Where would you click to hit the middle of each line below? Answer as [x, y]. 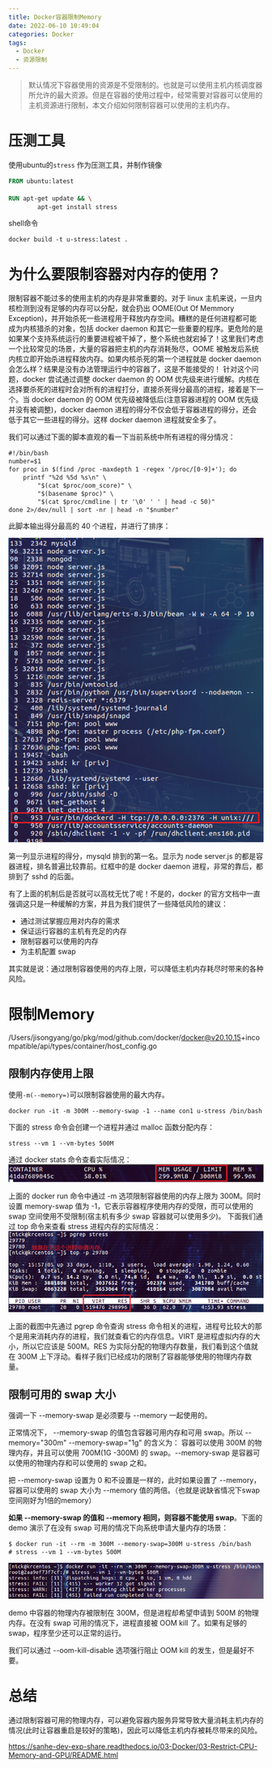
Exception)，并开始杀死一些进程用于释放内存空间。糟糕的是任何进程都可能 [133, 318]
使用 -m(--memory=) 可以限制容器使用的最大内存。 [89, 1095]
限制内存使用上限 [51, 1074]
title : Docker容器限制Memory [55, 17]
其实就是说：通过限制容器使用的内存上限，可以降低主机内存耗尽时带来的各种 [136, 968]
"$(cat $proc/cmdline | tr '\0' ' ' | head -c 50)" [127, 502]
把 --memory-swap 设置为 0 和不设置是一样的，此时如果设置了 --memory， [135, 1480]
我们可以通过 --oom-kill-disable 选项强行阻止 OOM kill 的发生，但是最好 [128, 1650]
